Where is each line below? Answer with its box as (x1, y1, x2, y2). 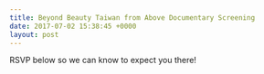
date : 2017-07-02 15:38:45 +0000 (9, 22, 137, 31)
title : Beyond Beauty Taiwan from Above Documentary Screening (9, 13, 256, 23)
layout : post (9, 30, 59, 39)
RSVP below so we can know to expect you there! (9, 55, 196, 66)
